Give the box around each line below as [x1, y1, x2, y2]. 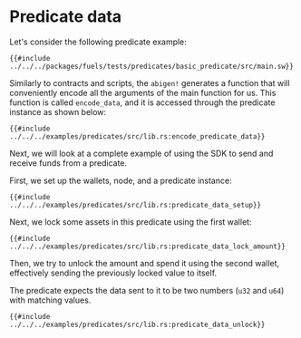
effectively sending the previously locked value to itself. [9, 267, 218, 278]
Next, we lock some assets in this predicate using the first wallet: [9, 216, 252, 227]
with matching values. [9, 295, 92, 305]
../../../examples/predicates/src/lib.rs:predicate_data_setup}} [9, 200, 261, 209]
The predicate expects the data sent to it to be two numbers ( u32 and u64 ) [9, 285, 285, 295]
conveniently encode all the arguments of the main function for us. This [9, 87, 277, 98]
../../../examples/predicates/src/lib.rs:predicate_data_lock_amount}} [9, 242, 286, 251]
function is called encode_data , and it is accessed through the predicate [9, 97, 276, 108]
